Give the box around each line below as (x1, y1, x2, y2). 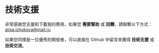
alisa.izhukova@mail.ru (5, 26, 51, 32)
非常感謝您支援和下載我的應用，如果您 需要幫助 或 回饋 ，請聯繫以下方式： (5, 21, 153, 27)
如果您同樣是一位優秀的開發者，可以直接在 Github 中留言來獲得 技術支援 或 (5, 37, 155, 42)
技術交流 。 (5, 42, 27, 48)
